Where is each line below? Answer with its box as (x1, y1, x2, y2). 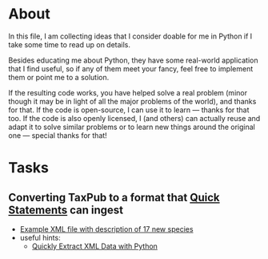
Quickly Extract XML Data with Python (31, 241, 158, 251)
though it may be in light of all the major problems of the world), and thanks (8, 96, 257, 106)
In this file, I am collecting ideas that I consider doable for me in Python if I (8, 31, 253, 41)
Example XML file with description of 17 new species (19, 224, 194, 233)
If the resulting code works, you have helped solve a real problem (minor (8, 87, 248, 97)
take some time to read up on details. (8, 39, 130, 49)
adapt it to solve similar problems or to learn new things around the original (8, 122, 256, 132)
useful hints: (19, 233, 62, 242)
